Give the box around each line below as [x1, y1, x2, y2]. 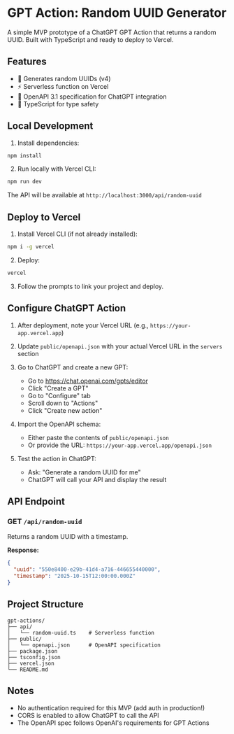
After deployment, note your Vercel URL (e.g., [17, 320, 149, 330]
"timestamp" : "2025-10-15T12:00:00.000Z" [13, 572, 136, 580]
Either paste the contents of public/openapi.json [27, 433, 169, 442]
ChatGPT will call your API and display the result [27, 475, 167, 484]
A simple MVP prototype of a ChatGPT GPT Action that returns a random [7, 28, 217, 36]
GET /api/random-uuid [7, 516, 82, 526]
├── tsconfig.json [7, 654, 61, 661]
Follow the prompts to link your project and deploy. [17, 282, 164, 290]
